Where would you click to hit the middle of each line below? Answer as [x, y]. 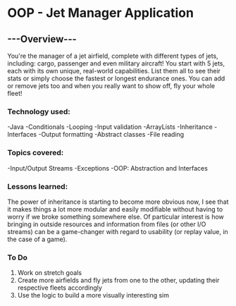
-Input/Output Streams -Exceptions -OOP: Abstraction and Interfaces [107, 168]
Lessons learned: [38, 186]
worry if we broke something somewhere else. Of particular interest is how [116, 216]
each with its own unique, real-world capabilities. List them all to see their [114, 71]
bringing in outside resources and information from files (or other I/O [107, 224]
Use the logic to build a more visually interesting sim [93, 295]
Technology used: [39, 111]
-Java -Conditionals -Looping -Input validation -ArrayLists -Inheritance [110, 127]
